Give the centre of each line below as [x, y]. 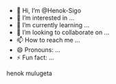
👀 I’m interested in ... [45, 18]
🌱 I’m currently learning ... [53, 25]
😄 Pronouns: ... [38, 50]
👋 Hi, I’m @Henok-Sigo [49, 11]
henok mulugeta [30, 73]
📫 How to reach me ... [48, 40]
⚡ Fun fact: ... [35, 57]
